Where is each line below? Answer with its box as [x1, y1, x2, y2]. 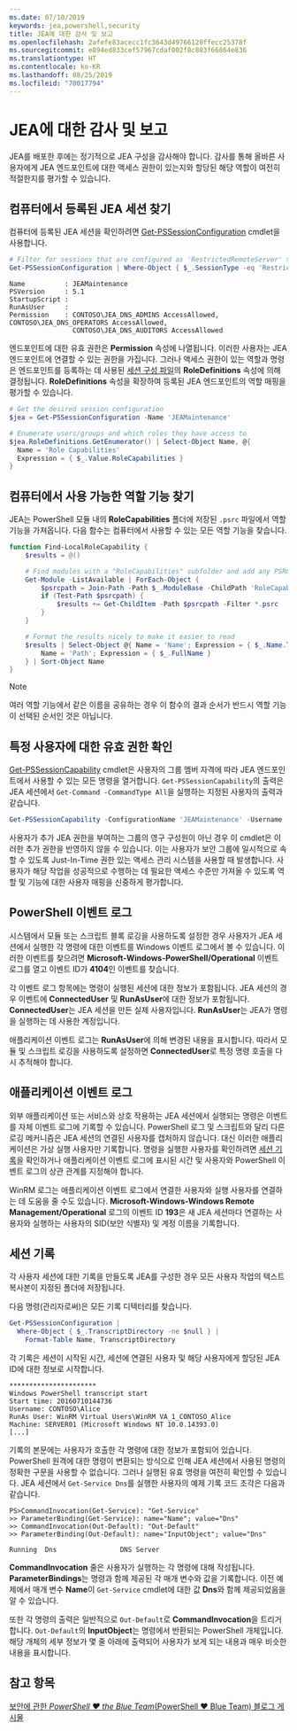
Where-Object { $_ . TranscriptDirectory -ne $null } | [17, 1327, 219, 1337]
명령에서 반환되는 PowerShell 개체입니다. [141, 1626, 285, 1636]
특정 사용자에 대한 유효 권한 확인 [9, 739, 173, 754]
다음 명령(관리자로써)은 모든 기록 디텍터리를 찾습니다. [9, 1301, 193, 1312]
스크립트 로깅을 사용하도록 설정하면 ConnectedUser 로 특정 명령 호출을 [27, 1045, 274, 1056]
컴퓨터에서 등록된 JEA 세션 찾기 [9, 201, 171, 216]
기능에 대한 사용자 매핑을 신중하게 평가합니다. [27, 877, 184, 887]
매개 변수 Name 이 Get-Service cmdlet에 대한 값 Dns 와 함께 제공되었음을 [32, 1584, 286, 1595]
